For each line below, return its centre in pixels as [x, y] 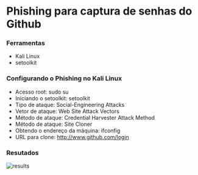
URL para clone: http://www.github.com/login [72, 137]
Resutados [23, 153]
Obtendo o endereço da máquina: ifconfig [68, 130]
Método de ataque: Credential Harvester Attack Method [85, 117]
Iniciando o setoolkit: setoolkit [52, 98]
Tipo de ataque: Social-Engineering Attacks [70, 105]
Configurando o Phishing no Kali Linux [64, 78]
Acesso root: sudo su [42, 92]
